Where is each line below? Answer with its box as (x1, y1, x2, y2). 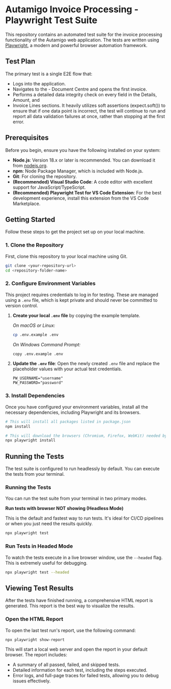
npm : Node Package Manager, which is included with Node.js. (12, 168, 144, 174)
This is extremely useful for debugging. (5, 560, 88, 566)
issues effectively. (12, 678, 51, 684)
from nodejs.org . (12, 162, 48, 168)
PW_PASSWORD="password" (12, 380, 64, 386)
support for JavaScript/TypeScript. (12, 184, 86, 190)
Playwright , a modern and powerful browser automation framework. (5, 42, 148, 48)
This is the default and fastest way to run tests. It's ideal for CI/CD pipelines (5, 515, 164, 521)
